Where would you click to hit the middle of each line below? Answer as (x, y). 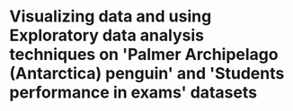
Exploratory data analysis (107, 35)
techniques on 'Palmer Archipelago (144, 55)
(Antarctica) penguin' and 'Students (147, 74)
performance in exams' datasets (133, 93)
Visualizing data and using (111, 17)
